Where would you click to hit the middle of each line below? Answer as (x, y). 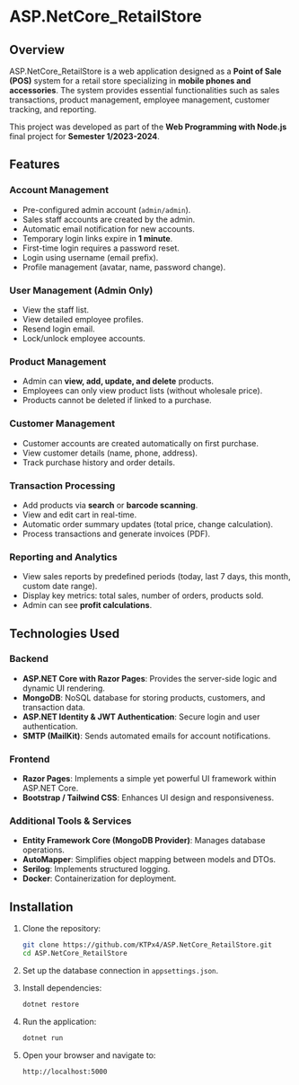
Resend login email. (59, 329)
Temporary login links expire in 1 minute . (97, 238)
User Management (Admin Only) (81, 290)
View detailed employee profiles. (83, 319)
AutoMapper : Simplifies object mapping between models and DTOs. (149, 860)
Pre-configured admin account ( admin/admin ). (106, 209)
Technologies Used (64, 634)
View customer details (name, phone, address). (110, 453)
